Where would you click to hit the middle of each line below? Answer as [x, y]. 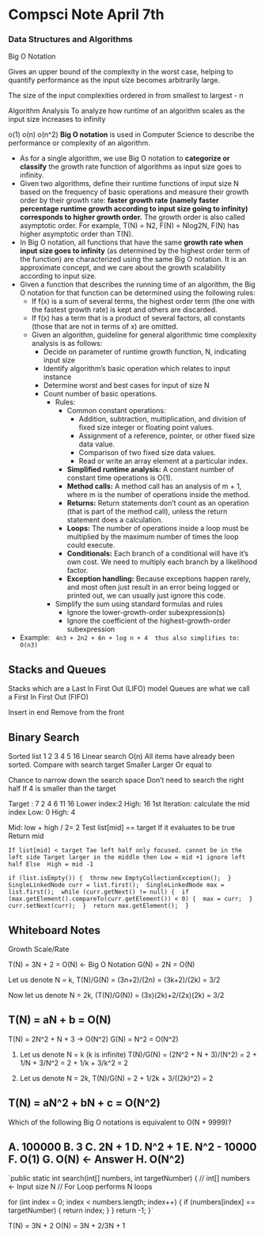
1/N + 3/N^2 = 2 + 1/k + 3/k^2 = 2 [74, 1063]
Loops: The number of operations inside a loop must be [158, 529]
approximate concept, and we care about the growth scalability [123, 268]
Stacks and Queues [57, 669]
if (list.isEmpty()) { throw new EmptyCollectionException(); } [120, 878]
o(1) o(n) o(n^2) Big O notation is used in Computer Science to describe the [131, 135]
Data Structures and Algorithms [70, 40]
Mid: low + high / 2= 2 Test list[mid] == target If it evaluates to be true [122, 828]
